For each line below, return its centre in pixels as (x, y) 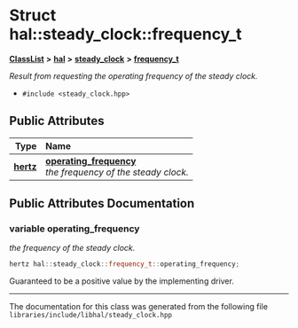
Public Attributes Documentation (102, 203)
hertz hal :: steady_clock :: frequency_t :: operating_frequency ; (125, 264)
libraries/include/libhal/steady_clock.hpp (91, 316)
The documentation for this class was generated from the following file (139, 307)
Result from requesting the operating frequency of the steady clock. (134, 75)
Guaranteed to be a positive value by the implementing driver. (122, 281)
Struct (33, 16)
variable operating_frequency (74, 229)
